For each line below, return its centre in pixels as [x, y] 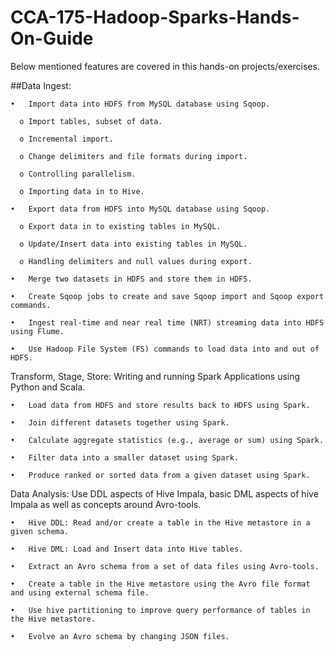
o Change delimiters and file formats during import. [133, 156]
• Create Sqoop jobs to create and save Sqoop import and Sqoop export [167, 296]
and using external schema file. [80, 592]
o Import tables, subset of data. [91, 121]
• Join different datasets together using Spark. [120, 422]
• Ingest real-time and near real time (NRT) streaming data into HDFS [167, 322]
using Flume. [37, 331]
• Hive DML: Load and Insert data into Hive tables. [127, 549]
